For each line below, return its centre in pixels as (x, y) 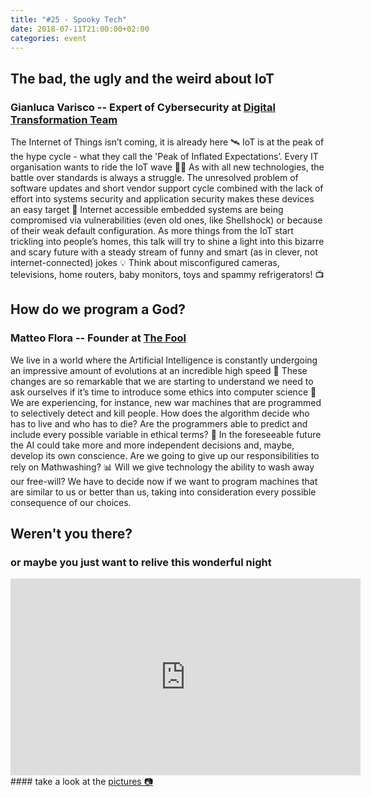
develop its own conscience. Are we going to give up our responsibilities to (165, 455)
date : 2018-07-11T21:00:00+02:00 (80, 29)
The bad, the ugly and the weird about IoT (142, 78)
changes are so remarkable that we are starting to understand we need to (162, 381)
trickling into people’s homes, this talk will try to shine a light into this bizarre (167, 242)
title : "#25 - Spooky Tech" (69, 19)
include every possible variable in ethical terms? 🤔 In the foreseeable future (166, 434)
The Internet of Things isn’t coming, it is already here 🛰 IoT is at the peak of (167, 142)
